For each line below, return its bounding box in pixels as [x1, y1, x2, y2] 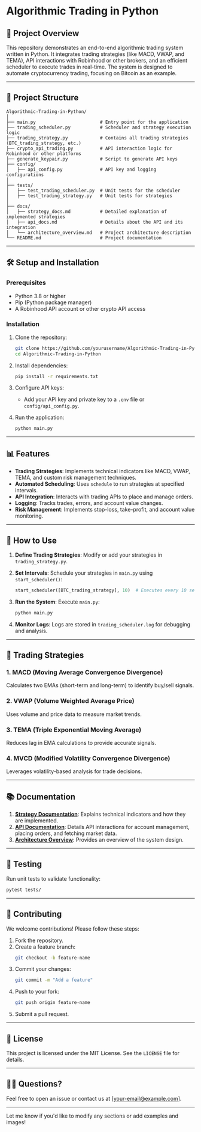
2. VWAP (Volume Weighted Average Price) [6, 697, 135, 705]
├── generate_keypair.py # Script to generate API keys [6, 156, 178, 162]
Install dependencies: [14, 362, 68, 369]
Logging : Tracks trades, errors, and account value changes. [14, 500, 163, 507]
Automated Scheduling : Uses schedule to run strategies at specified [14, 480, 184, 488]
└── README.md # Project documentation [6, 234, 162, 241]
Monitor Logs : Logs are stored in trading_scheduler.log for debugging [14, 620, 191, 628]
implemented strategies [6, 213, 66, 220]
